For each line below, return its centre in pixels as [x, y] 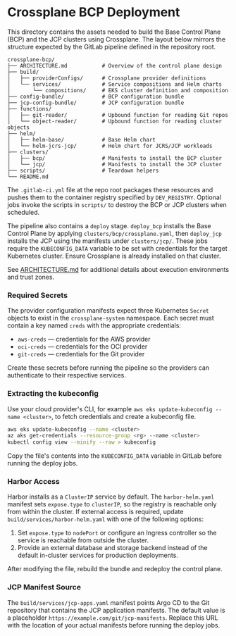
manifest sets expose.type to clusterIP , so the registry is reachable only [112, 504]
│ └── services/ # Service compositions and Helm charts [114, 84]
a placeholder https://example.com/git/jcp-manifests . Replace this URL [113, 618]
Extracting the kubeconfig [53, 394]
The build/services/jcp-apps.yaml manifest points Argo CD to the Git [108, 602]
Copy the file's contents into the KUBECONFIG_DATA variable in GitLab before [114, 456]
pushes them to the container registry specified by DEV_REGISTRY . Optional [114, 197]
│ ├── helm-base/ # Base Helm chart [82, 139]
